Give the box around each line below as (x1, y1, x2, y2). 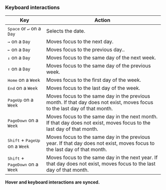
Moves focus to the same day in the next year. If (46, 154, 158, 161)
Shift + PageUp (7, 137, 41, 144)
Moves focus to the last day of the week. (46, 85, 140, 92)
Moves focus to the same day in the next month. (46, 113, 158, 120)
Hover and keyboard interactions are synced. (5, 179, 100, 185)
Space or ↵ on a (7, 25, 41, 32)
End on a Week (7, 85, 38, 92)
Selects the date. (46, 28, 85, 35)
